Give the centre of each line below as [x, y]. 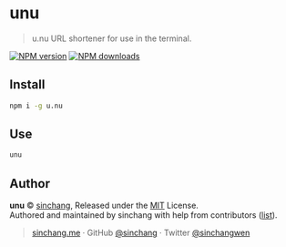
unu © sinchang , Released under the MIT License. [104, 206]
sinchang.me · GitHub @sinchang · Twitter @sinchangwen [141, 233]
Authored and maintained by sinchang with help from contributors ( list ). [143, 215]
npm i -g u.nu [36, 106]
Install [27, 85]
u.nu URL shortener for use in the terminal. [112, 38]
